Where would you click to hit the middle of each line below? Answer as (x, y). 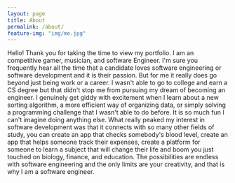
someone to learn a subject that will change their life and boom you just (110, 149)
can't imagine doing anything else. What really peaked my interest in (106, 120)
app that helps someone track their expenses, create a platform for (104, 142)
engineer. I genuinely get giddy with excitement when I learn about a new (113, 98)
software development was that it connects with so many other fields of (111, 127)
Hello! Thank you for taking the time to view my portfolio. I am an (101, 53)
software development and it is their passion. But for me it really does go (112, 75)
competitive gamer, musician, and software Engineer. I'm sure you (103, 61)
